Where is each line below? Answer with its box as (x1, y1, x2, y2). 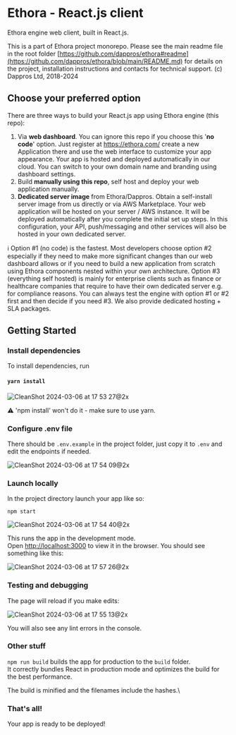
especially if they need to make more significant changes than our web (7, 252, 213, 260)
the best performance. (7, 672, 73, 681)
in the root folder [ (7, 49, 60, 58)
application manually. (17, 185, 80, 193)
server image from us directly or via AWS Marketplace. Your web (17, 200, 206, 208)
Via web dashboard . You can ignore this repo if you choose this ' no (17, 132, 215, 140)
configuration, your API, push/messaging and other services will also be (17, 222, 227, 231)
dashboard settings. (17, 169, 76, 178)
